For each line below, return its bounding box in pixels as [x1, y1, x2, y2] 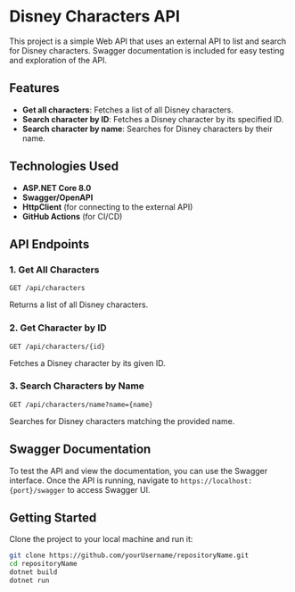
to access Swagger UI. [67, 484, 151, 495]
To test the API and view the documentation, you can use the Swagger [9, 465, 268, 476]
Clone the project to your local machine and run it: [9, 534, 193, 545]
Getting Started [9, 511, 97, 526]
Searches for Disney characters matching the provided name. [9, 415, 235, 426]
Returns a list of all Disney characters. [9, 299, 149, 310]
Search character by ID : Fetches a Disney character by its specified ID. [21, 113, 283, 124]
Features [9, 80, 60, 96]
